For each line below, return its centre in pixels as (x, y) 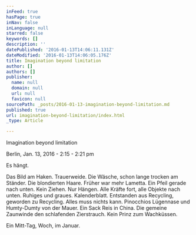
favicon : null (29, 99)
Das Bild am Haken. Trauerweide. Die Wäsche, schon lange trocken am (92, 177)
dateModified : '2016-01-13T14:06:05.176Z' (59, 55)
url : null (23, 93)
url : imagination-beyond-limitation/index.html (66, 115)
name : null (25, 83)
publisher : (19, 77)
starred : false (25, 33)
